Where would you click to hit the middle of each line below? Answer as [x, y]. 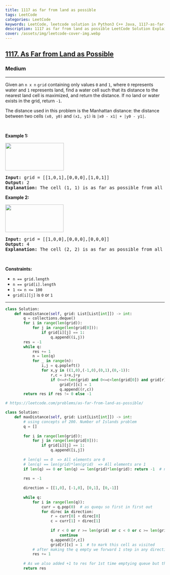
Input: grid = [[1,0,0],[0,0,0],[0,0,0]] [57, 239]
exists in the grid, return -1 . [34, 101]
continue [69, 535]
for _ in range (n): [53, 361]
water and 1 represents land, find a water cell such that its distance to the [82, 90]
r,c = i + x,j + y [65, 375]
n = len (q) [44, 356]
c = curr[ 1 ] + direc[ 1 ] [75, 521]
